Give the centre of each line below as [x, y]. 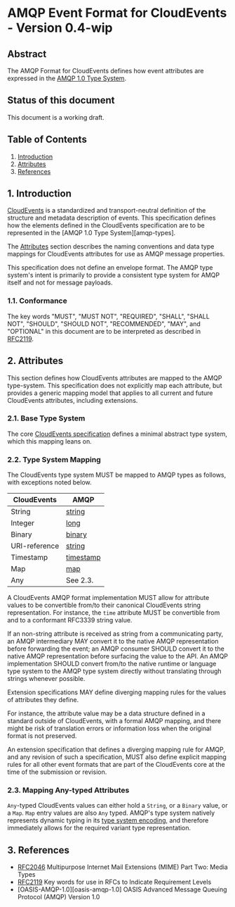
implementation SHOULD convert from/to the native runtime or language [112, 664]
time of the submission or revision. [57, 772]
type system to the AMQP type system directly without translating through [115, 671]
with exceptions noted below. [50, 482]
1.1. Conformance [38, 301]
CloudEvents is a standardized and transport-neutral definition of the [107, 211]
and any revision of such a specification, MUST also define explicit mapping [117, 757]
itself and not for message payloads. [60, 282]
